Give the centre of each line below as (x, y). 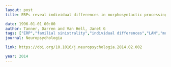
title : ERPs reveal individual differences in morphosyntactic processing (86, 15)
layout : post (19, 10)
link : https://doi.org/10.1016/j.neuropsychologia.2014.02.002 (74, 47)
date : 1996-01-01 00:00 (31, 24)
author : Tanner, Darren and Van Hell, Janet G (55, 28)
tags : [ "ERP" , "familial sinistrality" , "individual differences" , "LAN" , (83, 33)
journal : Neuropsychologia (34, 38)
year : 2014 (17, 56)
